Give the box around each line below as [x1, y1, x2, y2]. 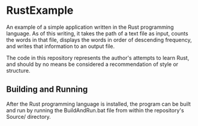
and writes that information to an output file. [6, 43, 115, 50]
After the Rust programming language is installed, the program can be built [6, 100, 191, 107]
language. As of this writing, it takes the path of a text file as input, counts [6, 29, 188, 37]
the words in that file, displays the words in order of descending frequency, [6, 36, 192, 43]
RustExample [6, 4, 74, 17]
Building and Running [6, 85, 88, 95]
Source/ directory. [6, 113, 51, 120]
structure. [6, 67, 31, 74]
